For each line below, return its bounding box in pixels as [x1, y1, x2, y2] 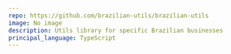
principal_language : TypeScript [8, 33, 116, 42]
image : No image [8, 19, 62, 27]
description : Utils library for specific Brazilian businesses [8, 26, 224, 34]
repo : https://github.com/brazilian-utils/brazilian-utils [8, 11, 209, 20]
